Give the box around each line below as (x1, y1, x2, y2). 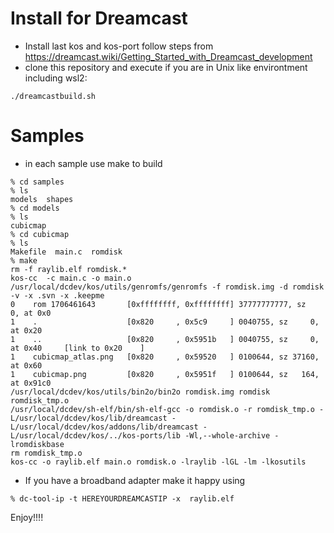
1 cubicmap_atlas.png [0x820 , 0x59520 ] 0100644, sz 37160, (10, 352, 320, 362)
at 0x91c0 (10, 378, 52, 388)
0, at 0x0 (10, 308, 52, 318)
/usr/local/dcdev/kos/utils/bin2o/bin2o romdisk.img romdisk (10, 387, 271, 397)
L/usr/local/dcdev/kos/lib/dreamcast (10, 413, 168, 423)
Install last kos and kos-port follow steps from (24, 40, 214, 52)
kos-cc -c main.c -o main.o (10, 273, 132, 283)
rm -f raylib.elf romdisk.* (10, 264, 128, 274)
